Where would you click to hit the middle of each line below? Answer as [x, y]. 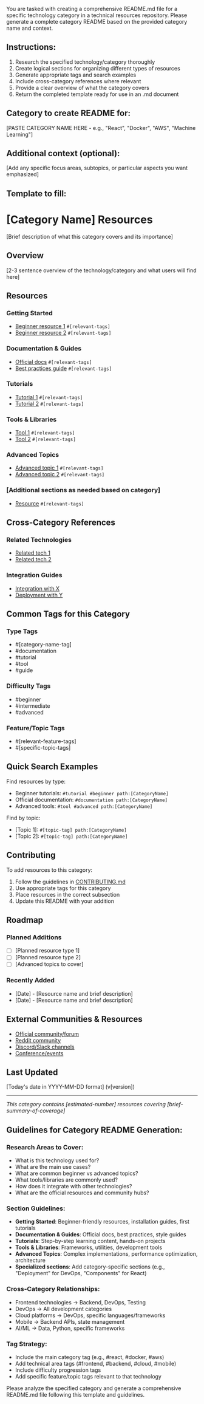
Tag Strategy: [27, 1344]
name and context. [30, 28]
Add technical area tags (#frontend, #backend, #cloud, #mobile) [96, 1364]
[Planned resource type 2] [48, 957]
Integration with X [37, 588]
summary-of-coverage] [36, 1111]
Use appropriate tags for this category [63, 888]
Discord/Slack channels [45, 1047]
